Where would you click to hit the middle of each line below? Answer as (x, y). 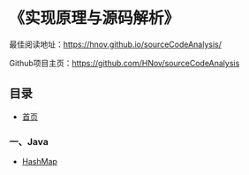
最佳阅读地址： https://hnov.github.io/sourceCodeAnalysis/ (116, 44)
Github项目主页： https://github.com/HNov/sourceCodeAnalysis (124, 63)
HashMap (39, 162)
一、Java (29, 141)
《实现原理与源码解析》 (94, 18)
